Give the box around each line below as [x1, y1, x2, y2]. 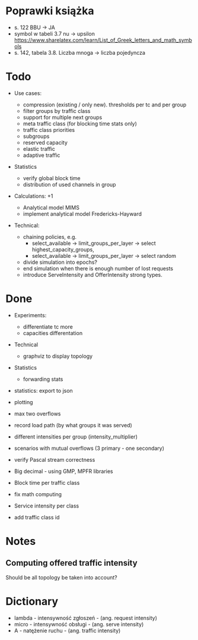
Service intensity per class [14, 502, 79, 509]
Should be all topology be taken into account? [5, 573, 117, 581]
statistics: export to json [14, 387, 74, 394]
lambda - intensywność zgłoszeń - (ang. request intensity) [14, 614, 158, 622]
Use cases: [14, 89, 42, 96]
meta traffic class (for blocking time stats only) [23, 120, 138, 127]
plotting [14, 398, 33, 405]
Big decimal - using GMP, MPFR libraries [14, 468, 113, 475]
